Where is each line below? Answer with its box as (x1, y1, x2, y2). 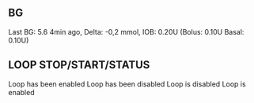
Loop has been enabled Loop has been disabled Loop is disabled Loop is (8, 79, 247, 89)
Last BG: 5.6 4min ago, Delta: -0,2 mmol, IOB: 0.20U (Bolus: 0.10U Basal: (8, 27, 245, 36)
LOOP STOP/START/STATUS (8, 58, 150, 72)
